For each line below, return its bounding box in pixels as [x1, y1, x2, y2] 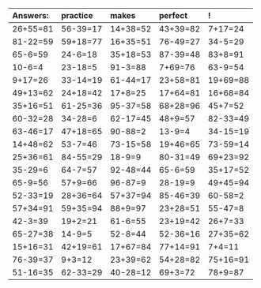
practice [61, 10, 93, 21]
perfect [159, 10, 188, 21]
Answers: [12, 10, 49, 21]
